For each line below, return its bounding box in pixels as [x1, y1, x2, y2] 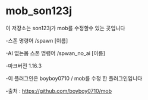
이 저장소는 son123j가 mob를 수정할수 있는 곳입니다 [5, 24, 125, 31]
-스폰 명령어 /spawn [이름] [5, 37, 68, 44]
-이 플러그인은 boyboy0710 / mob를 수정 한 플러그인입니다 [5, 75, 143, 82]
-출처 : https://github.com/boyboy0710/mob [5, 87, 112, 94]
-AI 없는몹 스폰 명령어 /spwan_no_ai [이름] [5, 49, 105, 57]
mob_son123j [5, 4, 73, 18]
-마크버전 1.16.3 [5, 62, 42, 69]
